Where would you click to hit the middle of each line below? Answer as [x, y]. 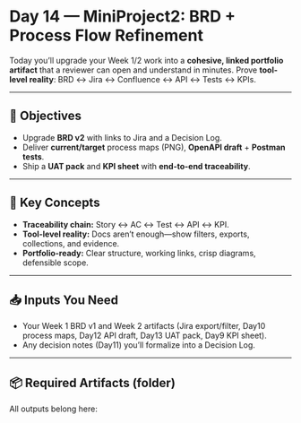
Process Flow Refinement [107, 35]
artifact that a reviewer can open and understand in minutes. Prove [133, 70]
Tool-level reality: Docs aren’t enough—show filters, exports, [136, 234]
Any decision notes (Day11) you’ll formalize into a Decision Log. [138, 345]
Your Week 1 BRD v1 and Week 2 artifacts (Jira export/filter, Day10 [144, 326]
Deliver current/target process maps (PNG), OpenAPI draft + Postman [154, 147]
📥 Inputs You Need [64, 300]
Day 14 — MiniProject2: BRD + [122, 17]
